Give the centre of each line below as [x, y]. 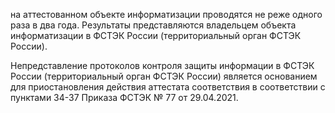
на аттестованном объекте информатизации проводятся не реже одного [166, 14]
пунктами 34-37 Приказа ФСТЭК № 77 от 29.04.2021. [124, 97]
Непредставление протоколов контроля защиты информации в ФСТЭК [162, 65]
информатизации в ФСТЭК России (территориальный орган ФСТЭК [156, 35]
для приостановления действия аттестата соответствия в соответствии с [168, 87]
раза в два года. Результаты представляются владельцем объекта [153, 25]
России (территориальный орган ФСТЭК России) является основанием [164, 76]
